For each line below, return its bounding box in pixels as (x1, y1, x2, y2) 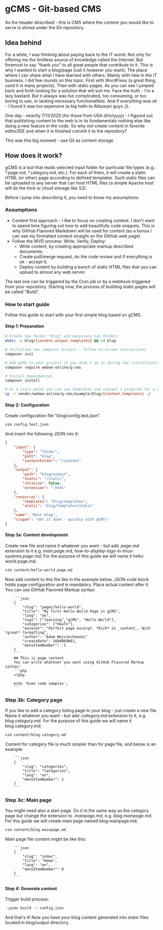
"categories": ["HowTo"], (22, 621, 75, 627)
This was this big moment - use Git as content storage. (5, 137, 115, 143)
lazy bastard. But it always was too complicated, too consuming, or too (5, 93, 147, 99)
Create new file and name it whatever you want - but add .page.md (5, 543, 139, 549)
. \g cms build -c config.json (5, 906, 64, 911)
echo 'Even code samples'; (14, 681, 68, 686)
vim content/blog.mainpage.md (5, 828, 66, 832)
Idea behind (5, 39, 42, 47)
